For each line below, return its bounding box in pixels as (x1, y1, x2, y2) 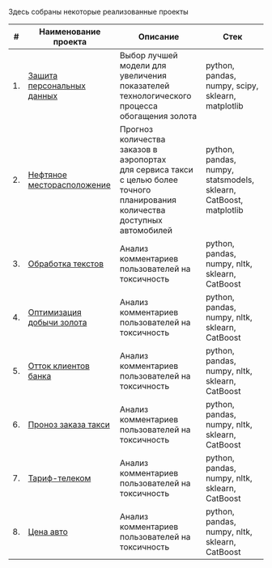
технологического (119, 91, 192, 101)
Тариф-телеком (28, 473, 91, 484)
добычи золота (28, 317, 87, 328)
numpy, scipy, (205, 80, 259, 91)
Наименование (39, 26, 101, 37)
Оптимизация (28, 307, 83, 318)
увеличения (119, 70, 168, 81)
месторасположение (28, 180, 111, 190)
